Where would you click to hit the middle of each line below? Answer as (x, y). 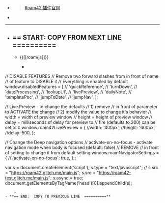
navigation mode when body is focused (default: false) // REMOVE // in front (82, 147)
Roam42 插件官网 (42, 8)
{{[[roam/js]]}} (34, 57)
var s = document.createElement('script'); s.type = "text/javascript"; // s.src (82, 167)
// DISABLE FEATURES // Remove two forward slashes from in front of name (82, 76)
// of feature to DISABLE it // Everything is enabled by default (67, 81)
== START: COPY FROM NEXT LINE (67, 38)
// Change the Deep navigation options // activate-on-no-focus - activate (79, 142)
